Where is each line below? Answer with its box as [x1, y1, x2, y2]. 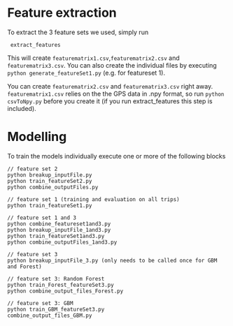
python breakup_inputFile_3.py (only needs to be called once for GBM [7, 257, 218, 264]
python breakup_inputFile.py [7, 171, 92, 179]
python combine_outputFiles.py [7, 184, 99, 191]
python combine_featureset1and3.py [7, 220, 111, 228]
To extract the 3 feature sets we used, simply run [7, 28, 149, 36]
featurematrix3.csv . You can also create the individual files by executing [7, 61, 217, 69]
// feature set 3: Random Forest [7, 275, 105, 282]
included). [7, 104, 36, 112]
